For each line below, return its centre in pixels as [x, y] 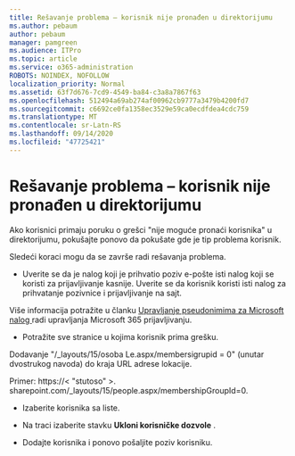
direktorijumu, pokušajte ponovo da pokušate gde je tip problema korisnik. [145, 239]
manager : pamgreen [43, 42]
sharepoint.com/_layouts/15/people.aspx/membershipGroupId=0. [129, 390]
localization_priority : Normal [67, 84]
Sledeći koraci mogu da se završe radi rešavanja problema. [118, 256]
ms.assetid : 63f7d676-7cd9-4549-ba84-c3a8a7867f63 [105, 92]
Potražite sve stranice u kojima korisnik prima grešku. [120, 336]
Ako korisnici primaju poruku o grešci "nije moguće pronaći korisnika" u [141, 229]
